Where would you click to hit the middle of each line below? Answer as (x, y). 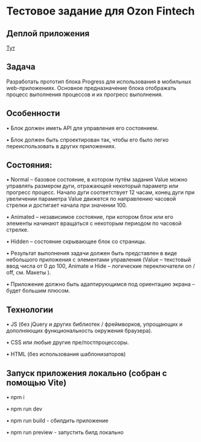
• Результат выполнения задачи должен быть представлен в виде (92, 253)
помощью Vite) (37, 382)
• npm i (16, 397)
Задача (21, 67)
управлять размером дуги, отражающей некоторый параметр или (92, 186)
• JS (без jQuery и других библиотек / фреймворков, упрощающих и (94, 324)
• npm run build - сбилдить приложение (57, 421)
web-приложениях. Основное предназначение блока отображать (91, 88)
